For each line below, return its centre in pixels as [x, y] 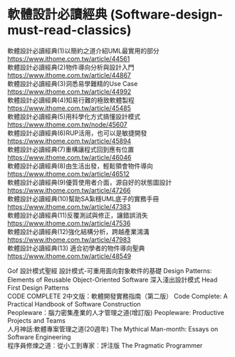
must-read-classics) [69, 30]
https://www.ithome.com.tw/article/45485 [69, 108]
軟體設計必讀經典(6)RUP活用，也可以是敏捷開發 [77, 133]
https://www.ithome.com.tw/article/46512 [69, 174]
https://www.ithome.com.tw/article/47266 [69, 190]
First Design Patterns [38, 287]
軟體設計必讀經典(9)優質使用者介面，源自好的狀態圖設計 [90, 182]
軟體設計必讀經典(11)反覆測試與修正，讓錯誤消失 [78, 215]
